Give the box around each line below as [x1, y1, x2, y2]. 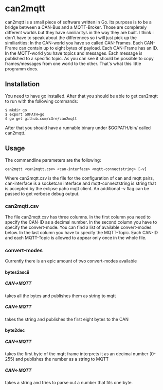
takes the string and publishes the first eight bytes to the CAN [5, 316, 129, 322]
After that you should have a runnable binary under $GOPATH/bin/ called [5, 125, 151, 130]
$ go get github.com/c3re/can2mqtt [5, 116, 77, 121]
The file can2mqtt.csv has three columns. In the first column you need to [5, 214, 151, 220]
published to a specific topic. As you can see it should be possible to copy [5, 55, 154, 61]
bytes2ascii [5, 269, 30, 275]
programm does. [5, 65, 38, 71]
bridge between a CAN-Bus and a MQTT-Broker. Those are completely [5, 24, 147, 30]
